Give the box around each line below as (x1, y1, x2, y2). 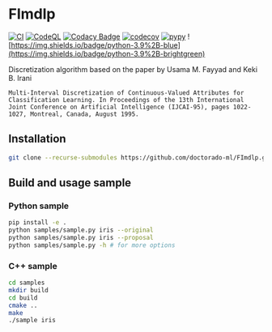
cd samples (8, 279, 45, 287)
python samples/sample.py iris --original (8, 226, 154, 235)
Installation (8, 132, 66, 146)
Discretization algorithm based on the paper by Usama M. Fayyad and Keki (8, 64, 257, 74)
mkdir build (8, 286, 49, 294)
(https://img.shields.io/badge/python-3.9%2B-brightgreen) (8, 49, 206, 58)
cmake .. (8, 301, 38, 309)
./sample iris (8, 317, 57, 325)
